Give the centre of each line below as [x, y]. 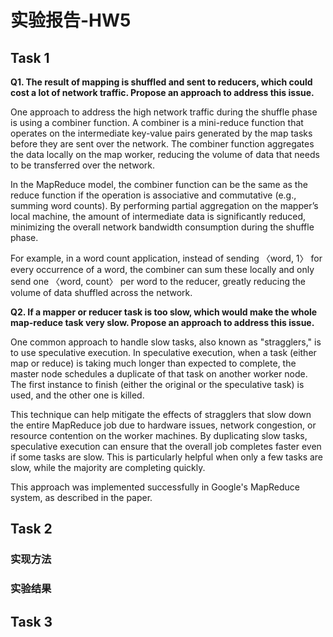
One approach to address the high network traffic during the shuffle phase [164, 112]
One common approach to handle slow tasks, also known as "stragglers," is [166, 342]
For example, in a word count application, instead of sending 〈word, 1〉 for [166, 258]
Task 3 [31, 621]
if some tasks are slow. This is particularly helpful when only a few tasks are [167, 457]
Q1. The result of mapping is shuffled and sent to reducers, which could [161, 82]
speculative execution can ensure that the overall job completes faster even [166, 446]
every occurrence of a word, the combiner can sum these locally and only [162, 269]
